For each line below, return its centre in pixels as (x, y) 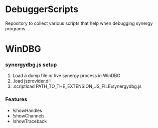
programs (15, 28)
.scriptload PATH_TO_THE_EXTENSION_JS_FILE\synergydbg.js (77, 86)
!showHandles (27, 110)
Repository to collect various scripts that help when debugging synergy (79, 23)
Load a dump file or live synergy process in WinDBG (66, 76)
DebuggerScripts (42, 9)
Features (16, 99)
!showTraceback (30, 121)
